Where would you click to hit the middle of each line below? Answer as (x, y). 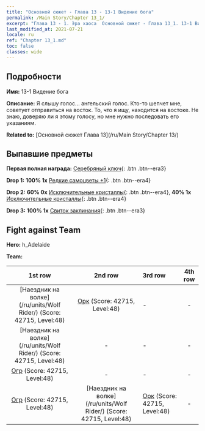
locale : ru (20, 35)
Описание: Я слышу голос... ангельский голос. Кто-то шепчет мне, (94, 103)
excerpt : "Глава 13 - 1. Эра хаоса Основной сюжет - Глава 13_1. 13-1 (99, 23)
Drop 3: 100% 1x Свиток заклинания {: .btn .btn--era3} (76, 211)
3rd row (154, 275)
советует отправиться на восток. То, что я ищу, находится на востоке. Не (103, 110)
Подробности (34, 77)
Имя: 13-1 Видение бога (38, 91)
